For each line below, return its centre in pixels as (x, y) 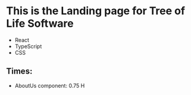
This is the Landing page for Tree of (96, 11)
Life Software (40, 23)
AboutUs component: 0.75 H (50, 85)
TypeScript (28, 46)
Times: (19, 72)
